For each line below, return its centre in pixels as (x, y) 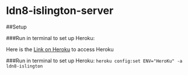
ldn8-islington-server (60, 11)
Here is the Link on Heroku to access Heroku (60, 49)
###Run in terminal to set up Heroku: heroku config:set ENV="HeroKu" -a (94, 60)
